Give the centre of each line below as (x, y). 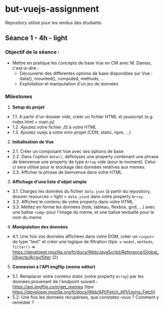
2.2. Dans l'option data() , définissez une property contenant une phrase (85, 156)
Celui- (151, 162)
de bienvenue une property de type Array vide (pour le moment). (78, 162)
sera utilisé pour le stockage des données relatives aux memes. (81, 167)
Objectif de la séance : (32, 52)
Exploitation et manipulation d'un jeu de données (69, 84)
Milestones (19, 96)
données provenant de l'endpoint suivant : (55, 281)
